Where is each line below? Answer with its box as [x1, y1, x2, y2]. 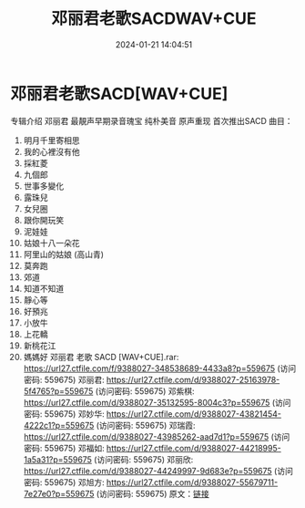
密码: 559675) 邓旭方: [23, 476, 105, 488]
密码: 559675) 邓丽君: [23, 374, 105, 385]
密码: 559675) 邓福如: [23, 442, 105, 453]
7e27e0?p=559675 [23, 488, 95, 499]
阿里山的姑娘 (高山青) [23, 248, 104, 260]
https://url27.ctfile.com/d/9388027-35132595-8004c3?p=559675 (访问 [23, 397, 291, 408]
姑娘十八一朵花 [23, 237, 80, 248]
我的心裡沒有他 [23, 146, 80, 157]
